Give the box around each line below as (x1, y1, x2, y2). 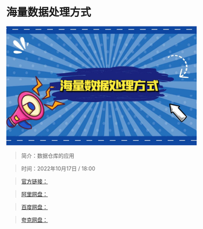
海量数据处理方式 (6, 5, 92, 19)
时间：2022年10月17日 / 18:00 (21, 164, 95, 172)
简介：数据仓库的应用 (21, 152, 74, 159)
